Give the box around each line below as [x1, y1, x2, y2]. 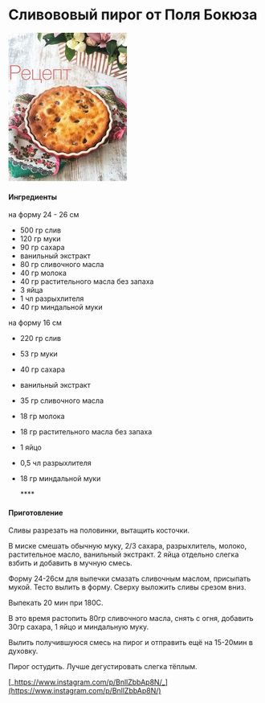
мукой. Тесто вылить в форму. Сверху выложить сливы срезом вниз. [8, 582, 247, 592]
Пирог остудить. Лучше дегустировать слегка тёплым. [8, 662, 198, 672]
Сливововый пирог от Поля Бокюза [8, 6, 258, 24]
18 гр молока [19, 412, 65, 421]
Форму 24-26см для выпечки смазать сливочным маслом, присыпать [8, 573, 251, 584]
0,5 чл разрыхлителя [19, 458, 92, 468]
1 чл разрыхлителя [19, 294, 84, 303]
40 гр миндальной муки [19, 302, 103, 312]
